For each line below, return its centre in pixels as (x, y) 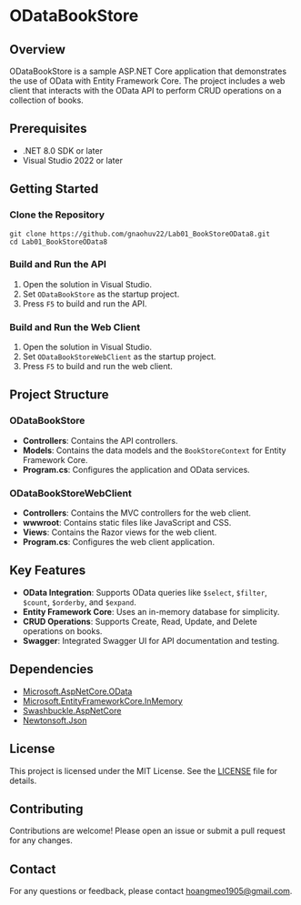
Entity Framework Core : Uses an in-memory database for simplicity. (151, 611)
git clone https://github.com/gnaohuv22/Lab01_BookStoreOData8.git (140, 234)
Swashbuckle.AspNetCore (72, 710)
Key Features (48, 571)
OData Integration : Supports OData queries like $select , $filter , (145, 592)
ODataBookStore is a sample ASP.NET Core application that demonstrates (148, 71)
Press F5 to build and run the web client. (97, 367)
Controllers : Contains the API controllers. (100, 440)
